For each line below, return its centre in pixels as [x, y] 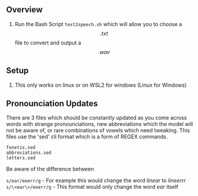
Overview [25, 10]
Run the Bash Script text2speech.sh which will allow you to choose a [98, 24]
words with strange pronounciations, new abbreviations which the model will [100, 124]
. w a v [104, 52]
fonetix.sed [21, 148]
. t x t [104, 33]
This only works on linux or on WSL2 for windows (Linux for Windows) [100, 85]
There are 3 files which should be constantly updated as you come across [97, 118]
